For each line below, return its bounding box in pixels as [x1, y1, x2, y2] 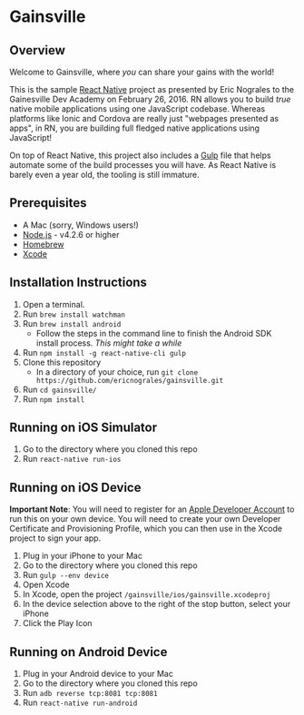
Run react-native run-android [22, 697, 138, 709]
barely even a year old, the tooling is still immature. [9, 170, 200, 180]
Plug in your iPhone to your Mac [22, 551, 143, 562]
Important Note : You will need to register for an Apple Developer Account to [9, 504, 295, 514]
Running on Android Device [9, 644, 168, 660]
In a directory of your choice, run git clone [35, 366, 199, 377]
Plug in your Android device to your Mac [22, 669, 174, 680]
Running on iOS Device [9, 479, 142, 495]
